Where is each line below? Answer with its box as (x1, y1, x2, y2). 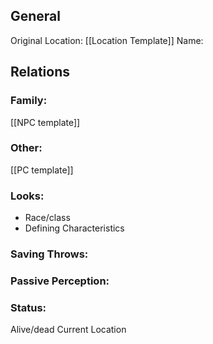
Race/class (24, 212, 71, 224)
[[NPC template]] (10, 116, 81, 128)
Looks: (10, 189, 45, 203)
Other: (10, 141, 43, 155)
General (10, 8, 62, 25)
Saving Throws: (10, 247, 89, 261)
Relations (10, 64, 71, 81)
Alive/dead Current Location (10, 324, 127, 336)
